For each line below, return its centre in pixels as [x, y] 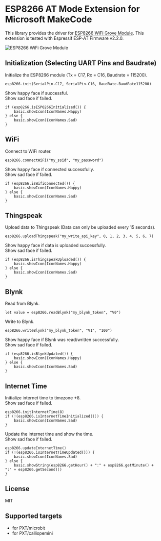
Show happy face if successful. [37, 93]
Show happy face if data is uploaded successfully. [56, 246]
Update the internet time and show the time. [49, 434]
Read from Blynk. [22, 304]
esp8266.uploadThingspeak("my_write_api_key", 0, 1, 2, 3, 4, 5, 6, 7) [79, 236]
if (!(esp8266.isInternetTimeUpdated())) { [50, 452]
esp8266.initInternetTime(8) [35, 412]
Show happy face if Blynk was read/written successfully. [62, 340]
